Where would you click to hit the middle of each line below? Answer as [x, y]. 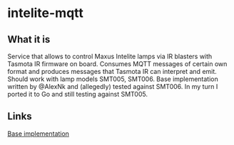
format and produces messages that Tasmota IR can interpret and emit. [112, 71]
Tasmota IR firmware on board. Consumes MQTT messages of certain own [117, 64]
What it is [29, 39]
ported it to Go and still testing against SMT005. [78, 94]
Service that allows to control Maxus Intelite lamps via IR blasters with [110, 56]
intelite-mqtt [46, 13]
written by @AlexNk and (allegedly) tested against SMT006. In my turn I [113, 86]
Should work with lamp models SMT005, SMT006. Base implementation [113, 79]
